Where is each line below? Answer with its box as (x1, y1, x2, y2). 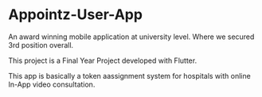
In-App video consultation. (8, 80, 96, 89)
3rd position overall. (8, 40, 74, 49)
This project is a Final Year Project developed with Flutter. (8, 56, 197, 65)
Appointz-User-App (8, 6, 143, 24)
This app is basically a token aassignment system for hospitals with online (8, 71, 251, 80)
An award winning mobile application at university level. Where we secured (8, 32, 255, 41)
